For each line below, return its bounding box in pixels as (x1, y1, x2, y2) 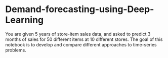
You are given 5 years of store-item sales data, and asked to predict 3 (5, 31, 151, 37)
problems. (5, 47, 26, 53)
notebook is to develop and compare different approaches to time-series (5, 41, 157, 47)
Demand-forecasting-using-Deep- (5, 4, 154, 15)
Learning (5, 14, 44, 26)
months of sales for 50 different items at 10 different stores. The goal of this (5, 36, 163, 42)
